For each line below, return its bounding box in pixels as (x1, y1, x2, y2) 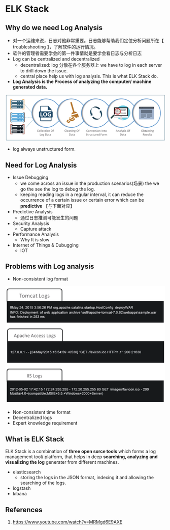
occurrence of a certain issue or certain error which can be (20, 197, 144, 203)
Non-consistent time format (12, 409, 71, 415)
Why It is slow (20, 236, 50, 242)
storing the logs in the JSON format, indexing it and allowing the (20, 475, 154, 481)
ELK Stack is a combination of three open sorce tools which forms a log (5, 449, 156, 455)
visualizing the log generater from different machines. (5, 459, 119, 465)
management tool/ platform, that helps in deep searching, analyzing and (5, 454, 158, 460)
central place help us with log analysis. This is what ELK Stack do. (20, 73, 158, 79)
